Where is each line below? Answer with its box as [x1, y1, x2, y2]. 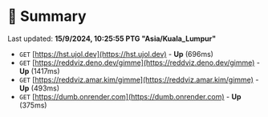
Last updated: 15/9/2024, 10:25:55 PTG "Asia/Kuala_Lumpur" [7, 34, 217, 43]
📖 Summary [7, 7, 87, 26]
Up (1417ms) [18, 66, 61, 75]
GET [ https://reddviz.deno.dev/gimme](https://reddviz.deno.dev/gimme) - [18, 58, 261, 67]
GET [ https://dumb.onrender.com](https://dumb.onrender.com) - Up [18, 91, 242, 101]
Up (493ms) [18, 83, 60, 93]
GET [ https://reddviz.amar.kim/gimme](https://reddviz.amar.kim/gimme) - [18, 75, 259, 84]
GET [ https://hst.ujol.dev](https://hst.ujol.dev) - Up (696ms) [18, 49, 214, 58]
